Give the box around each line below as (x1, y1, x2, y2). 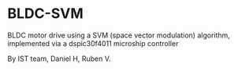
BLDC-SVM (7, 5, 84, 23)
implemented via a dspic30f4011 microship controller (7, 38, 179, 48)
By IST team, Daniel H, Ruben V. (7, 54, 111, 63)
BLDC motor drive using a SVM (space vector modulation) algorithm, (7, 30, 230, 40)
